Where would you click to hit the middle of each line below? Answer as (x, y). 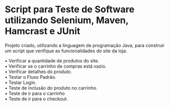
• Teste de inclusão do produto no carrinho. (51, 88)
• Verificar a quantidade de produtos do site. (52, 60)
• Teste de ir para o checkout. (36, 99)
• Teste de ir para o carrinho (35, 93)
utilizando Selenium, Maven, (67, 20)
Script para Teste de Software (70, 9)
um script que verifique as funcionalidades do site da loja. (66, 51)
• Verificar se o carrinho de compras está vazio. (56, 66)
